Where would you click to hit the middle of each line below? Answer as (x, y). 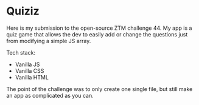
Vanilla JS (27, 64)
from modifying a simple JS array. (49, 41)
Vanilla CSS (30, 70)
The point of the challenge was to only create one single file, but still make (100, 89)
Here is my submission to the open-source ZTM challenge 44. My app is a (99, 28)
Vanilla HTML (32, 77)
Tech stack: (21, 52)
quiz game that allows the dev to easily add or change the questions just (97, 34)
